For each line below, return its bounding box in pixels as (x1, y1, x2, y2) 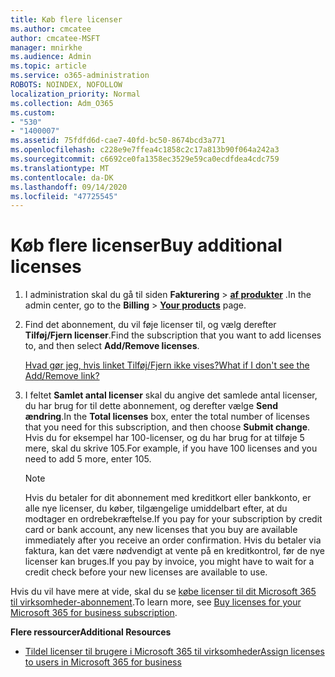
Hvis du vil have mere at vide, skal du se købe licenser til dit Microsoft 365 (10, 586, 317, 598)
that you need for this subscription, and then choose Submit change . (24, 421, 311, 433)
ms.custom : (10, 107, 56, 118)
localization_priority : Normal (10, 89, 141, 99)
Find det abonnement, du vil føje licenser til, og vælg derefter (24, 319, 277, 331)
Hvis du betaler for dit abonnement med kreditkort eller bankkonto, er (24, 492, 312, 504)
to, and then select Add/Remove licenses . (24, 340, 200, 352)
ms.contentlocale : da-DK (10, 172, 114, 183)
